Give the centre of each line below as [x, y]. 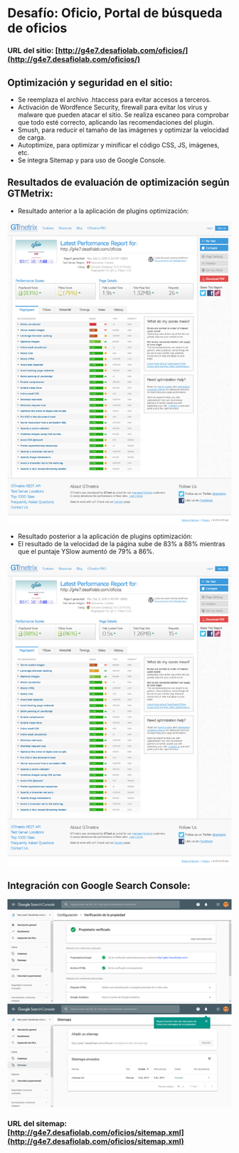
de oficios [37, 28]
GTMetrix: [30, 194]
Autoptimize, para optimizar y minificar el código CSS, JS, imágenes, [118, 145]
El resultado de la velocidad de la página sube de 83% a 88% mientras [121, 544]
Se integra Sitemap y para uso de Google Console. [92, 160]
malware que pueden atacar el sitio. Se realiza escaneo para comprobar [123, 115]
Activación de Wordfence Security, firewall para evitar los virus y [112, 107]
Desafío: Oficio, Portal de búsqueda [115, 13]
